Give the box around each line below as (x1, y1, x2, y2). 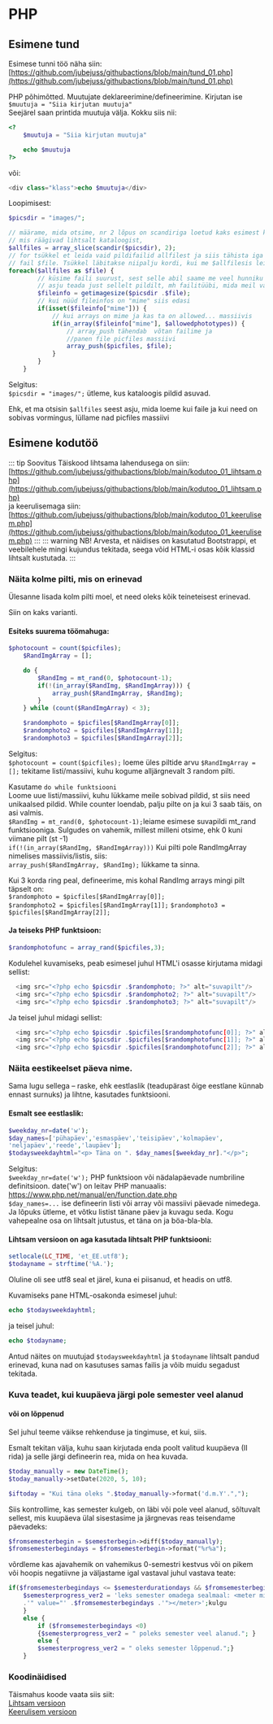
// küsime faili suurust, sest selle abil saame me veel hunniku (37, 274, 264, 282)
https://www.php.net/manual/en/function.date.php (8, 1189, 177, 1200)
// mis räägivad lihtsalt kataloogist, (8, 237, 144, 245)
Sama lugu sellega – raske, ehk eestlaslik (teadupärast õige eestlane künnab (8, 1081, 264, 1091)
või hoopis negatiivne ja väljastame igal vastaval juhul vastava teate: (8, 1568, 236, 1578)
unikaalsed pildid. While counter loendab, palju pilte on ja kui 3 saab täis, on (8, 799, 262, 809)
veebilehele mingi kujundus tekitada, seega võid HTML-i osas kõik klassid (8, 544, 255, 554)
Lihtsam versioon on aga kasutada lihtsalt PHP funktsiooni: (8, 1234, 212, 1244)
